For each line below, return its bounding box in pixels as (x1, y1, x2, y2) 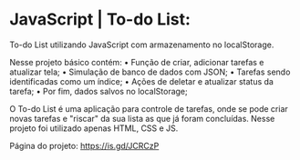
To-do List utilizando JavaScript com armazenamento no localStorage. (9, 39, 274, 50)
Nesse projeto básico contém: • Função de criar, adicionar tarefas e (9, 56, 264, 67)
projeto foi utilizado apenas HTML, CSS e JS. (9, 123, 179, 134)
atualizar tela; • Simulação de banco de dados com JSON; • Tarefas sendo (9, 66, 291, 77)
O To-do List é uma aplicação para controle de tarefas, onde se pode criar (9, 103, 289, 114)
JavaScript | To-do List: (9, 9, 191, 30)
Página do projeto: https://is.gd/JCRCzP (9, 140, 160, 151)
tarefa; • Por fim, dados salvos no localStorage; (9, 85, 189, 96)
